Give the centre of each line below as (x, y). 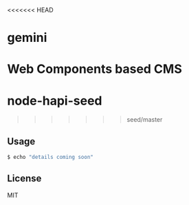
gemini (27, 38)
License (24, 179)
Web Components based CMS (94, 69)
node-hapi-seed (55, 101)
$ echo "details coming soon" (51, 158)
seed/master (145, 120)
